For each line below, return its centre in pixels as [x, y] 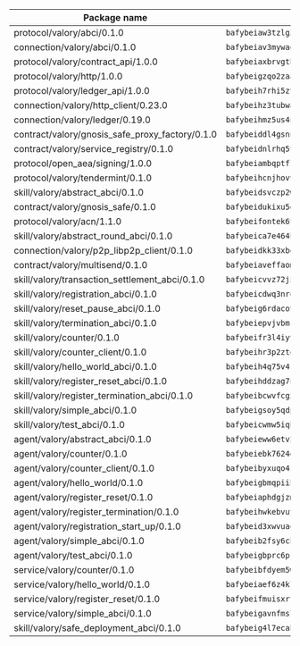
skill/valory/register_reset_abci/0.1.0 [91, 381]
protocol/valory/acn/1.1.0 [68, 221]
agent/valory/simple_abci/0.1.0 [79, 541]
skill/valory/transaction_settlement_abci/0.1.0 [109, 279]
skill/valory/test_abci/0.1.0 [69, 425]
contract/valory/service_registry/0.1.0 [94, 149]
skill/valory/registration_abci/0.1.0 [86, 294]
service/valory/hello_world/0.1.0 [82, 584]
